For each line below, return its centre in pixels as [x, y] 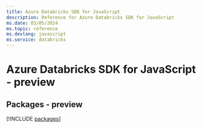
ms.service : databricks [36, 40]
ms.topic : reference [32, 29]
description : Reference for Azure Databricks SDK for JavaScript [90, 17]
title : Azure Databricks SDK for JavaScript [63, 12]
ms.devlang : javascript [36, 34]
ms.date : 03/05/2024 [32, 23]
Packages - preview [44, 104]
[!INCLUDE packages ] [34, 119]
